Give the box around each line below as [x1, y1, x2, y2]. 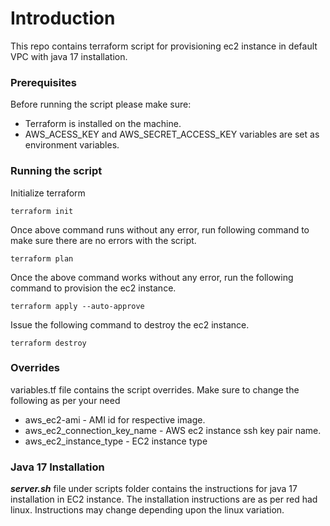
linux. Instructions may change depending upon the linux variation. [10, 504, 285, 516]
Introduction [10, 7, 116, 30]
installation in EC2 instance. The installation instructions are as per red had [10, 493, 318, 506]
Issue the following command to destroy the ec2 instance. [10, 318, 250, 331]
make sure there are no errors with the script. [10, 234, 197, 246]
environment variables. [24, 139, 120, 151]
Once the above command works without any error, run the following [10, 271, 294, 283]
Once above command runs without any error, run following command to [10, 223, 310, 236]
